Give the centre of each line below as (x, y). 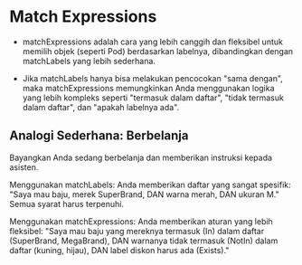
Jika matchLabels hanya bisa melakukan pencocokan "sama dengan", (152, 78)
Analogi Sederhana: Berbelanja (99, 136)
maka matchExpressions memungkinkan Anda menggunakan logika (148, 88)
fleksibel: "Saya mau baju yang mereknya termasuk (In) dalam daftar (137, 231)
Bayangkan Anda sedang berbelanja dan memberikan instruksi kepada (141, 157)
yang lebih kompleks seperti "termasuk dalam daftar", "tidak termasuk (153, 98)
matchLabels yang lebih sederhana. (89, 61)
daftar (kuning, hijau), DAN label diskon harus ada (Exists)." (119, 250)
